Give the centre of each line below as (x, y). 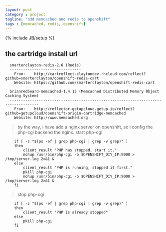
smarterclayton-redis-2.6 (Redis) (45, 65)
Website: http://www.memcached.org (51, 118)
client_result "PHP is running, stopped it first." (78, 168)
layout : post (19, 10)
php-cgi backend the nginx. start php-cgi (60, 132)
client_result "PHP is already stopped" (66, 212)
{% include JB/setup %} (30, 38)
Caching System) (22, 96)
